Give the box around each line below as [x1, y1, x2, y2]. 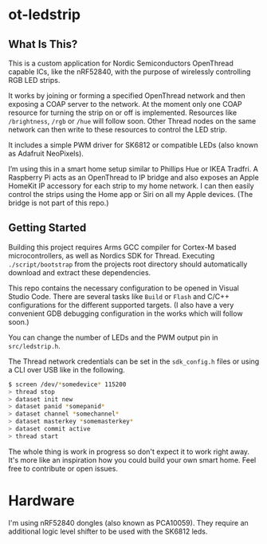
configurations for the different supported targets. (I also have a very [8, 300, 234, 309]
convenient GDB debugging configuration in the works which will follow [8, 309, 243, 318]
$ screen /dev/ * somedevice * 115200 [8, 380, 127, 388]
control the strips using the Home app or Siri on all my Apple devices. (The [8, 190, 253, 199]
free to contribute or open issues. [8, 463, 118, 473]
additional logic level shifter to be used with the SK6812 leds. [8, 526, 208, 536]
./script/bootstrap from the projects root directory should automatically [8, 259, 248, 269]
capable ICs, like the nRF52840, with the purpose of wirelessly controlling [8, 67, 251, 77]
